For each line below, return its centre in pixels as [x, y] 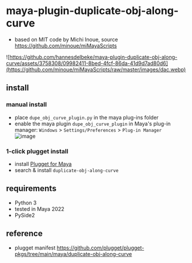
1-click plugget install [37, 151]
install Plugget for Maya [43, 164]
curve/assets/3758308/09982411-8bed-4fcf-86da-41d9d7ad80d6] [87, 63]
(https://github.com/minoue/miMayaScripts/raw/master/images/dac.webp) [96, 69]
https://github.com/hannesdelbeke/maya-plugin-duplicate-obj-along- [93, 57]
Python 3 [25, 203]
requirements [31, 189]
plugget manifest [35, 248]
